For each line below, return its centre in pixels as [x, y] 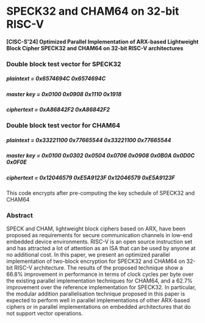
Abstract [20, 216]
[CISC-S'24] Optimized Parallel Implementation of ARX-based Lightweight [103, 42]
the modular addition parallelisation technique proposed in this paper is [96, 294]
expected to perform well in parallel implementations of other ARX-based [98, 300]
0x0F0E [17, 162]
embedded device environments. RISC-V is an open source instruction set [99, 242]
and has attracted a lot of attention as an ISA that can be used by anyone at [101, 248]
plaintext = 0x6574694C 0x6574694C [56, 78]
